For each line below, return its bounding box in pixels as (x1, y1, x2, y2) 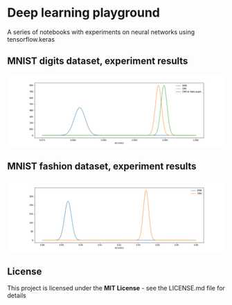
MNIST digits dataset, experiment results (7, 55, 188, 67)
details (7, 291, 26, 299)
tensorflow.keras (7, 35, 55, 43)
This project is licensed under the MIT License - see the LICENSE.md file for (7, 284, 225, 293)
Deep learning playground (7, 5, 161, 21)
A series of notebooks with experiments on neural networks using (7, 28, 195, 36)
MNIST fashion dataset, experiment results (7, 160, 197, 172)
